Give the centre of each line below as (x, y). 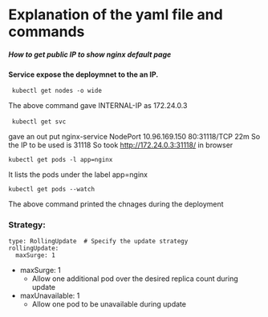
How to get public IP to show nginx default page (90, 54)
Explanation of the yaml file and (116, 15)
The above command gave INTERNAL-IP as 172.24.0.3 (98, 106)
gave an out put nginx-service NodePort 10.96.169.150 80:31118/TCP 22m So (134, 137)
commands (47, 32)
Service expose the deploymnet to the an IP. (83, 74)
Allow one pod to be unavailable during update (109, 304)
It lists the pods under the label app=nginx (78, 175)
